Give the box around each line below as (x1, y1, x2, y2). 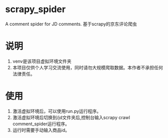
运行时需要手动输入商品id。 (12, 127, 70, 133)
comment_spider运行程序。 (12, 120, 70, 127)
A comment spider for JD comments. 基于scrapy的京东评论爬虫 (5, 21, 137, 27)
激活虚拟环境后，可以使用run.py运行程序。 (12, 108, 101, 114)
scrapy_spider (5, 4, 66, 15)
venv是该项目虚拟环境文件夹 (12, 58, 72, 64)
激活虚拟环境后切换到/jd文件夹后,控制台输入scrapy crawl (12, 114, 130, 120)
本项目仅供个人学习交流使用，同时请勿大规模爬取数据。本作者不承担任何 (12, 64, 163, 70)
